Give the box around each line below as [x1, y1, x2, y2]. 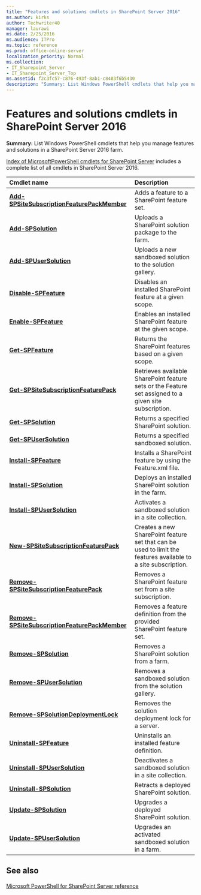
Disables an [134, 277, 167, 286]
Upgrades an [134, 822, 172, 831]
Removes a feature [134, 602, 187, 611]
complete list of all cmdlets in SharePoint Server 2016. [6, 164, 139, 171]
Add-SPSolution [9, 224, 57, 233]
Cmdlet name [9, 178, 48, 187]
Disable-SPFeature [9, 289, 65, 297]
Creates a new [134, 522, 175, 531]
